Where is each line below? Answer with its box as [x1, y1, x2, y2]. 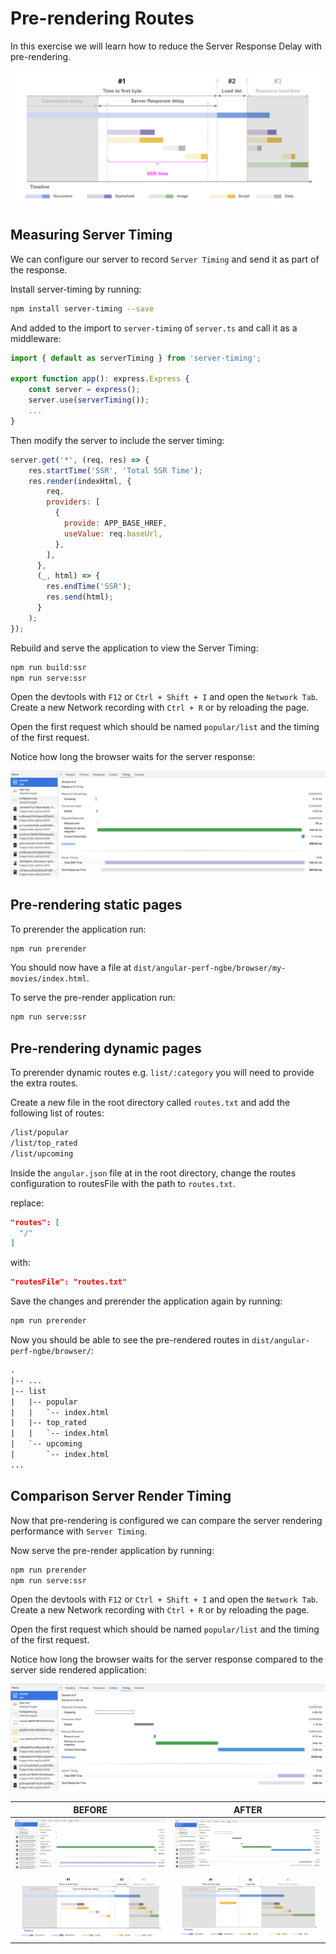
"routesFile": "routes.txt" [10, 1277, 128, 1287]
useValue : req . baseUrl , [63, 528, 163, 539]
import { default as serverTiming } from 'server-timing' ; [10, 353, 262, 363]
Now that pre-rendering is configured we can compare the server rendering [10, 1514, 323, 1526]
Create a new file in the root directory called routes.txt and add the [10, 1097, 291, 1109]
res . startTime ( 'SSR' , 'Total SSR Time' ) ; [28, 465, 203, 476]
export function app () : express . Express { [10, 374, 190, 384]
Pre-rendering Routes [10, 7, 195, 30]
